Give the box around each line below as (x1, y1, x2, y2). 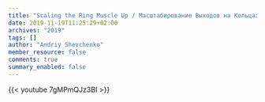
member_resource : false (8, 48, 87, 56)
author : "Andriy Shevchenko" (8, 41, 104, 49)
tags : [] (8, 33, 37, 42)
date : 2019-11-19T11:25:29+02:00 (8, 19, 118, 27)
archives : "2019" (8, 26, 65, 34)
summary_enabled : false (8, 63, 87, 71)
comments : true (8, 56, 58, 64)
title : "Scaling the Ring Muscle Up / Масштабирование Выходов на (8, 11, 231, 20)
